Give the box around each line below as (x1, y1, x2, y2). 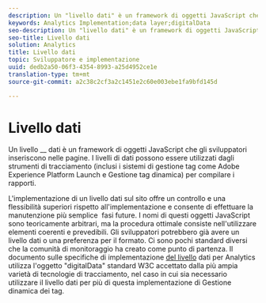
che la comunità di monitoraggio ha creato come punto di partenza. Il (8, 244, 234, 254)
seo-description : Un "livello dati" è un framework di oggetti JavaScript (8, 26, 260, 34)
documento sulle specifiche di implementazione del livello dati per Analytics (8, 252, 256, 262)
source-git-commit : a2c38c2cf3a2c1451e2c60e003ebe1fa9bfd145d (8, 78, 218, 85)
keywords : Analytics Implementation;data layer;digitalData (8, 19, 211, 27)
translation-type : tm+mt (8, 70, 90, 78)
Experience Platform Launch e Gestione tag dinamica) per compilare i (8, 170, 235, 180)
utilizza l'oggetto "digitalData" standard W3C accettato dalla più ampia (8, 261, 238, 271)
